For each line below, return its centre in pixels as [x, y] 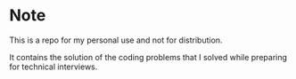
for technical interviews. [53, 67]
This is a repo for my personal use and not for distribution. [116, 40]
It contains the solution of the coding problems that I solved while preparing [148, 57]
